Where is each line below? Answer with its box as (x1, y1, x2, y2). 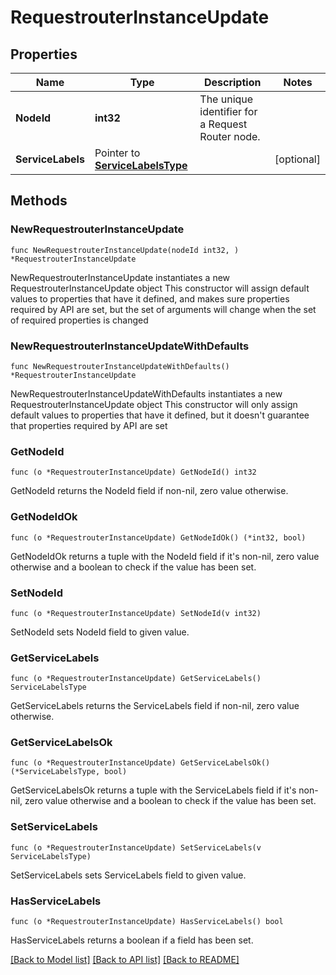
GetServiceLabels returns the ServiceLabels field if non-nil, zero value (10, 700, 300, 712)
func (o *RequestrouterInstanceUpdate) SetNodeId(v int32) (10, 608, 262, 618)
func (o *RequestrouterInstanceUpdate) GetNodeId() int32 (10, 467, 257, 478)
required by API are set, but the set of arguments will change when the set (10, 303, 317, 315)
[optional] (274, 152, 321, 166)
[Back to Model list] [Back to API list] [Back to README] (10, 954, 240, 966)
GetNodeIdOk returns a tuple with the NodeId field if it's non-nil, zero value (10, 550, 320, 562)
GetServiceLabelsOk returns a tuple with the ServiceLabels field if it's (10, 784, 297, 796)
